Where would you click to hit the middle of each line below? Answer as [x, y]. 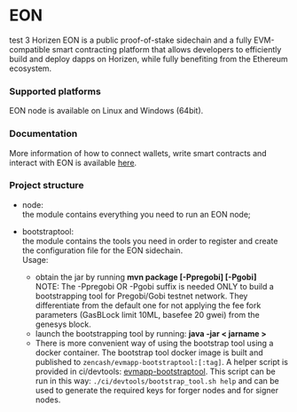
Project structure [47, 186]
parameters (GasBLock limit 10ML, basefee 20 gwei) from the [147, 314]
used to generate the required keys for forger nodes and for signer [157, 390]
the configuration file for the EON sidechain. [102, 250]
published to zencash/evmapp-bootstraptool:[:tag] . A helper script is [161, 361]
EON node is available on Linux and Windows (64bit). [106, 111]
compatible [30, 49]
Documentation [43, 134]
